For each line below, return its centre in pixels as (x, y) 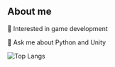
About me (29, 12)
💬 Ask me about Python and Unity (57, 42)
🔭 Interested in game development (57, 28)
